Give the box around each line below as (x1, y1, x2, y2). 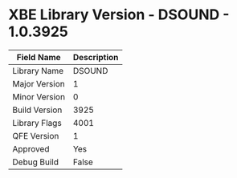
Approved (12, 143, 50, 154)
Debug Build (12, 156, 59, 168)
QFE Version (12, 130, 59, 141)
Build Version (12, 104, 63, 115)
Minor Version (12, 91, 66, 102)
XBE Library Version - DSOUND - (8, 6, 230, 24)
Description (72, 51, 119, 63)
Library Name (12, 65, 64, 76)
